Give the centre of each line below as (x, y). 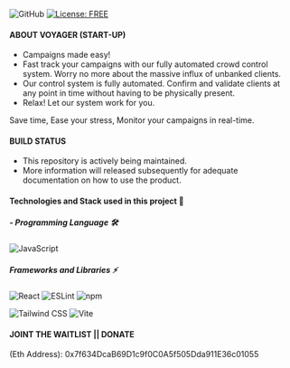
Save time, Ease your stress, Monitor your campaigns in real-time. (132, 120)
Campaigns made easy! (66, 55)
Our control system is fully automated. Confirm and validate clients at (151, 84)
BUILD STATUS (37, 141)
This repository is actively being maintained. (105, 161)
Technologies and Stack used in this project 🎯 (97, 201)
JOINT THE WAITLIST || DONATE (72, 334)
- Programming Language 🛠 (64, 222)
